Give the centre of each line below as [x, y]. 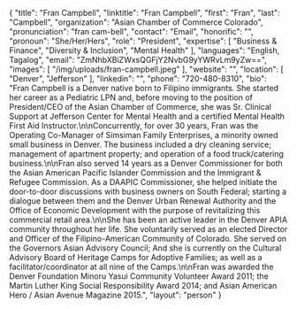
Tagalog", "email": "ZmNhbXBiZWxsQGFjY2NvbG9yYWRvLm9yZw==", [138, 60]
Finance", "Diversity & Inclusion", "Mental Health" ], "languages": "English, [145, 50]
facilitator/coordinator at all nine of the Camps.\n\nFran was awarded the [141, 267]
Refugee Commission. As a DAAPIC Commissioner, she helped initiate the [143, 182]
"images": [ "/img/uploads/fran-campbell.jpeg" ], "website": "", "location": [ [147, 69]
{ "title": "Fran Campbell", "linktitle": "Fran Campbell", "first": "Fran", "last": [145, 13]
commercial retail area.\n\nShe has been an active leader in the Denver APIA [148, 220]
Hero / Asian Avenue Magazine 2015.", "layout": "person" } [116, 295]
